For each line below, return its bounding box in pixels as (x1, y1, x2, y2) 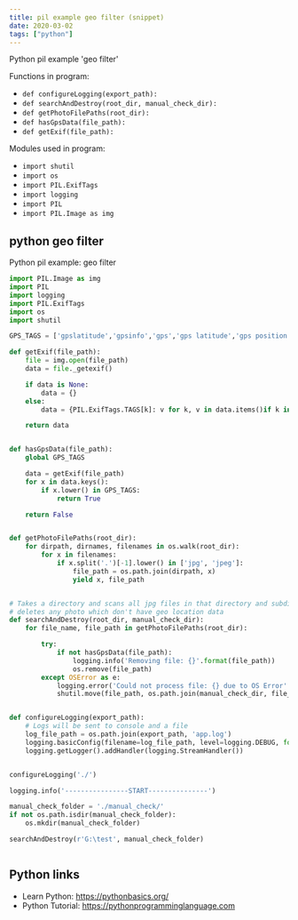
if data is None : (25, 380, 90, 389)
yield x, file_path (72, 575, 145, 584)
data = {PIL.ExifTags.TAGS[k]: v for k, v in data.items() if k (41, 405, 279, 414)
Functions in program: (9, 71, 90, 82)
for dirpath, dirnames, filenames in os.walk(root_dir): (25, 542, 240, 551)
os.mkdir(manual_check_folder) (25, 819, 141, 828)
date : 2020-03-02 (9, 21, 74, 30)
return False (25, 510, 74, 519)
